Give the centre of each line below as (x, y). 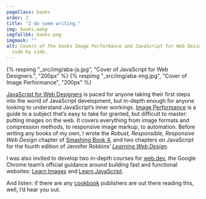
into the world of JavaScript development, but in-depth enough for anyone (101, 100)
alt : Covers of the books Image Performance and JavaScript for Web (96, 47)
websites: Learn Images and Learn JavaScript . (65, 171)
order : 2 (17, 18)
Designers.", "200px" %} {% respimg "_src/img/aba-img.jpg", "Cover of (97, 76)
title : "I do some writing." (44, 23)
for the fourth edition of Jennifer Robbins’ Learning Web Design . (87, 146)
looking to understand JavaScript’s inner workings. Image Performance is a (101, 107)
